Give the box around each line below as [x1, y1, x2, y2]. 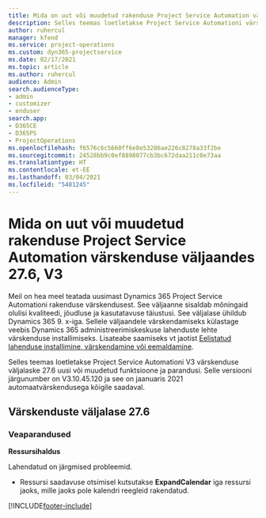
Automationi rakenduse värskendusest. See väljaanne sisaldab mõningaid [8, 300, 249, 309]
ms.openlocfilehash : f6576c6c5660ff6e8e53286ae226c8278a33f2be [8, 144, 222, 152]
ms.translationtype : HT [8, 159, 87, 167]
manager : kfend [8, 33, 59, 42]
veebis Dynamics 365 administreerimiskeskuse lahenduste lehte [8, 325, 218, 335]
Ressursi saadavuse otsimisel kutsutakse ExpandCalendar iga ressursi [19, 478, 251, 487]
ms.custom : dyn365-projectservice [8, 48, 123, 56]
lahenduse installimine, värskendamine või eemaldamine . [8, 342, 194, 351]
